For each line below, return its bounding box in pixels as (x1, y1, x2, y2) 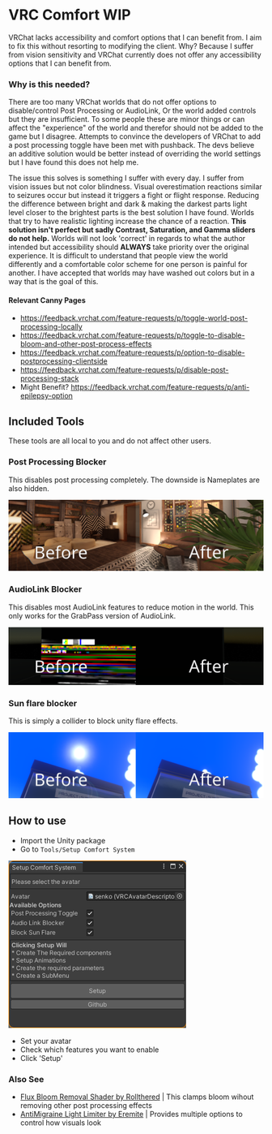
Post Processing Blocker (8, 456, 107, 468)
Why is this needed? (8, 79, 91, 90)
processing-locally (19, 322, 83, 332)
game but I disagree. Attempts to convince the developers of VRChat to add (8, 132, 261, 141)
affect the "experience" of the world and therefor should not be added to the (8, 123, 264, 133)
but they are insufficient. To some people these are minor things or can (8, 114, 245, 124)
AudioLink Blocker (8, 584, 83, 595)
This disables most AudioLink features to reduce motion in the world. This (8, 602, 254, 612)
